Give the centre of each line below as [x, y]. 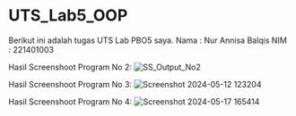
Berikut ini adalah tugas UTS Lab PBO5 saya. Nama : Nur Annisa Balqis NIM [148, 40]
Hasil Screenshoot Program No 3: [70, 84]
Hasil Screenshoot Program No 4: [70, 101]
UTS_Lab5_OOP [68, 16]
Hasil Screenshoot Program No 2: [70, 67]
